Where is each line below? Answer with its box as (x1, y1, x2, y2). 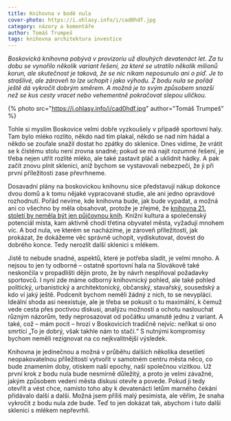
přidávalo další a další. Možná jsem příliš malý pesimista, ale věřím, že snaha (8, 391, 225, 400)
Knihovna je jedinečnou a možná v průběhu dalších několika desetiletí (8, 348, 205, 356)
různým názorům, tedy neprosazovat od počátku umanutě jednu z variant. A (8, 312, 223, 321)
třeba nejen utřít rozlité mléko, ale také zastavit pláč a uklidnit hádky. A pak (8, 154, 219, 162)
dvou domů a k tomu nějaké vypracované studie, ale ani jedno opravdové (8, 190, 215, 198)
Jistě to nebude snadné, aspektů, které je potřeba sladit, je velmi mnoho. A (8, 254, 219, 262)
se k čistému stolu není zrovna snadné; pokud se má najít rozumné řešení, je (8, 147, 224, 155)
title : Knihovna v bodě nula (8, 10, 91, 17)
